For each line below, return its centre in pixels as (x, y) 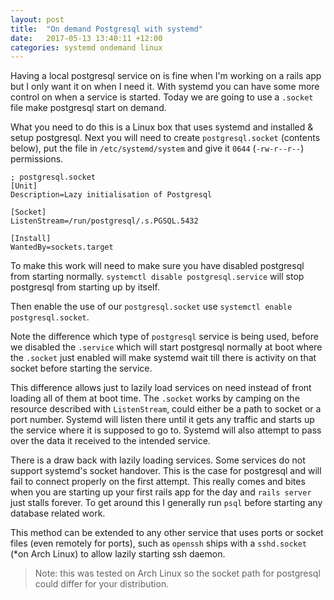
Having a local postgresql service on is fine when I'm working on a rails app (166, 76)
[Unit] (24, 186)
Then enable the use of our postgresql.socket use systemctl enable (151, 307)
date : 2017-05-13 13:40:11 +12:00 (86, 38)
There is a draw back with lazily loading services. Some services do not (158, 460)
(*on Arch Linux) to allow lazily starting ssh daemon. (118, 554)
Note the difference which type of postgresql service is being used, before (164, 337)
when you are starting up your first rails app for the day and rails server (161, 492)
